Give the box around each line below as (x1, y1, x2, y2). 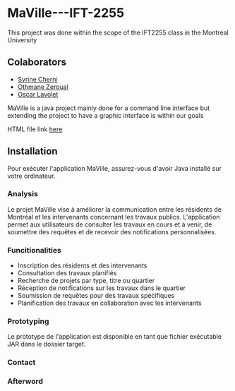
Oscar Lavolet (17, 90, 59, 98)
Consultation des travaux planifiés (17, 269, 117, 277)
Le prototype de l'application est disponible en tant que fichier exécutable (7, 332, 222, 341)
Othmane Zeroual (17, 83, 68, 91)
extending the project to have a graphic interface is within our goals (7, 111, 204, 119)
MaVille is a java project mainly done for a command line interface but (7, 104, 210, 112)
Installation (7, 145, 58, 157)
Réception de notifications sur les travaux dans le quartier (17, 284, 186, 292)
